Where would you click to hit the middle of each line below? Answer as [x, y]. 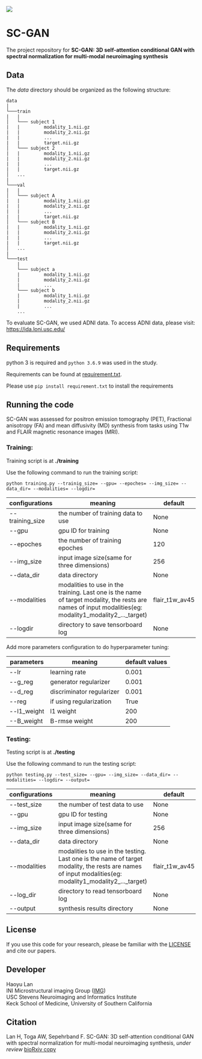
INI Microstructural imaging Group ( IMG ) [56, 990]
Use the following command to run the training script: [72, 472]
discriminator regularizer [85, 691]
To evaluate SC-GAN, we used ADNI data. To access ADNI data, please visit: [101, 323]
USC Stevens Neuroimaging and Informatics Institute [72, 997]
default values [146, 662]
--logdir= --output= [64, 780]
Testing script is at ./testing [41, 752]
